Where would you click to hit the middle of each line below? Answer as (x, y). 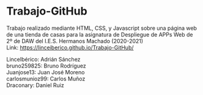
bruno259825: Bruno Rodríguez (46, 66)
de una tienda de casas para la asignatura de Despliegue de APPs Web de (100, 34)
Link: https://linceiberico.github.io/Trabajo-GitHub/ (70, 47)
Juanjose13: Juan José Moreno (46, 72)
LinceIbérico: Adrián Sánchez (43, 59)
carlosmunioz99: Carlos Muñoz (46, 79)
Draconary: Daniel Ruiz (35, 85)
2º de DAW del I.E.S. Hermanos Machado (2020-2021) (75, 41)
